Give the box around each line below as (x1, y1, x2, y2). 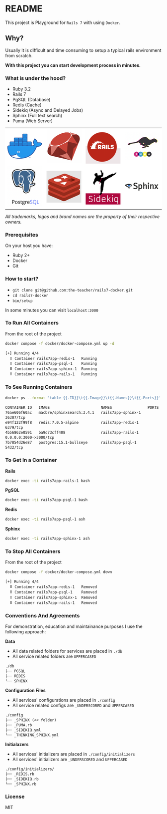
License (5, 793, 25, 800)
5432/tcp (5, 445, 23, 450)
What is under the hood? (5, 74, 66, 81)
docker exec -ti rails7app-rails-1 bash (5, 478, 90, 483)
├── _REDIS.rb (5, 772, 35, 777)
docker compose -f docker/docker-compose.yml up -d (5, 341, 114, 346)
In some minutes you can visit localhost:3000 (5, 307, 98, 313)
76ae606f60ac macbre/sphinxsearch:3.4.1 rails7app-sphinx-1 (5, 410, 141, 415)
